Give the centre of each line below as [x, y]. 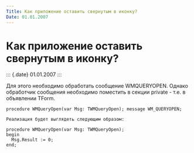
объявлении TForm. [31, 98]
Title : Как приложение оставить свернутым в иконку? [72, 11]
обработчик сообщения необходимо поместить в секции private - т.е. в [96, 92]
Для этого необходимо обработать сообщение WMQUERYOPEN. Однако [97, 86]
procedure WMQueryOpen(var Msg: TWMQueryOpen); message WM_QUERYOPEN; [94, 109]
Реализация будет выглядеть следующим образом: [65, 120]
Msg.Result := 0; [33, 140]
